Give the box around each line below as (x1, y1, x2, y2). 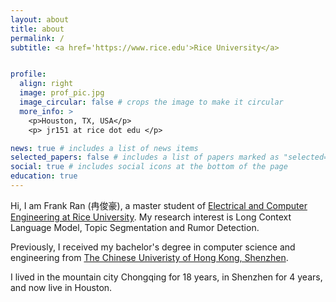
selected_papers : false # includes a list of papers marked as (10, 152, 280, 163)
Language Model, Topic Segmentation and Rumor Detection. (10, 221, 260, 233)
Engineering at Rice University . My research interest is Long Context (10, 211, 292, 223)
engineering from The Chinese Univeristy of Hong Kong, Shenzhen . (10, 251, 289, 263)
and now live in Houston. (10, 281, 113, 293)
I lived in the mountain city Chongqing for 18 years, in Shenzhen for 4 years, (10, 271, 323, 283)
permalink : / (10, 33, 65, 43)
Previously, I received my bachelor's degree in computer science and (10, 241, 296, 253)
